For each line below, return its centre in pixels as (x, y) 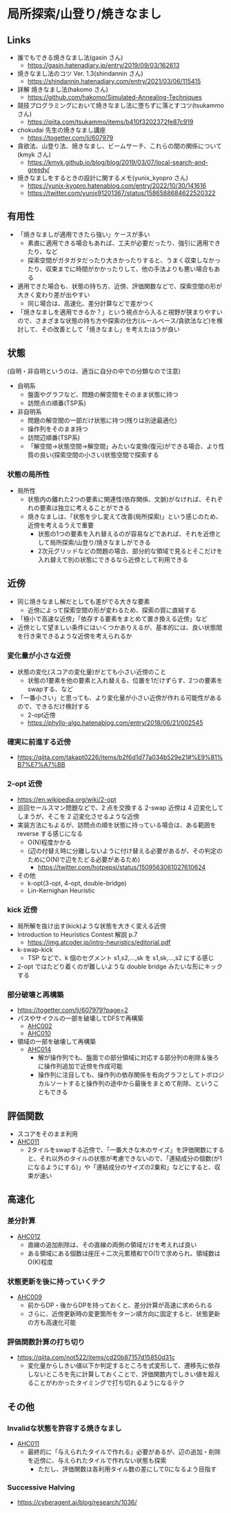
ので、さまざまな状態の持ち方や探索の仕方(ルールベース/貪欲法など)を (117, 320)
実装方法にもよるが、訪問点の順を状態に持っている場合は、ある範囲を (117, 825)
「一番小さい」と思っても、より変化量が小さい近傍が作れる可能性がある (119, 698)
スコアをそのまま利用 (47, 1134)
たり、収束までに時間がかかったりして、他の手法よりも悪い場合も (121, 269)
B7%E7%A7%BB (41, 765)
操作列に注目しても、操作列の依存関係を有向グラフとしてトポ (125, 1075)
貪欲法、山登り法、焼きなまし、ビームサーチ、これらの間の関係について (120, 146)
